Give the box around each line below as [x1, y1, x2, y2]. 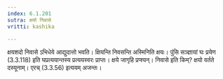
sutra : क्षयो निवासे [7, 17, 51, 24]
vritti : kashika [7, 23, 55, 30]
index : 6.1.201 [7, 10, 52, 17]
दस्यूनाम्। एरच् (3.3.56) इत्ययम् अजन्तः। [7, 64, 102, 72]
